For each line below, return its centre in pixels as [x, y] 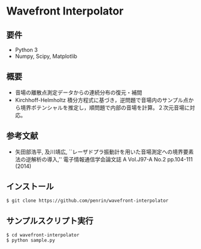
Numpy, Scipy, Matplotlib [46, 56]
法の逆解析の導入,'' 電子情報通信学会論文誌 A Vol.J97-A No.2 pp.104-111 [104, 159]
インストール [30, 186]
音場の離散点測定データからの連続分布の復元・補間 [78, 92]
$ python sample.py [31, 241]
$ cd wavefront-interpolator [43, 235]
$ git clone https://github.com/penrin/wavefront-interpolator [88, 201]
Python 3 [26, 50]
